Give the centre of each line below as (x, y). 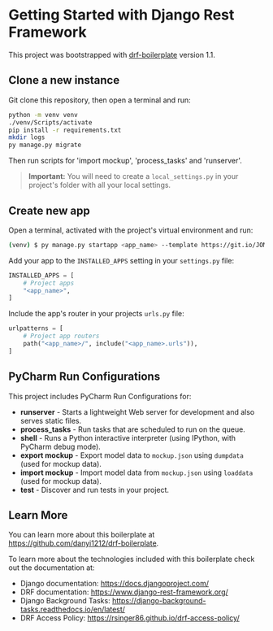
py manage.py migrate (45, 145)
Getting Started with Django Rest (121, 15)
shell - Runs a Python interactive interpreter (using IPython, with (128, 437)
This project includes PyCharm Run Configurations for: (100, 396)
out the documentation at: (52, 568)
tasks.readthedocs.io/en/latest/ (73, 609)
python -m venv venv (43, 115)
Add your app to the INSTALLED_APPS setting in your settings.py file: (121, 260)
